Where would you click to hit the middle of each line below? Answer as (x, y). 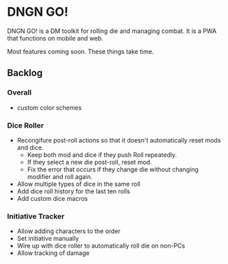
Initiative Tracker (36, 216)
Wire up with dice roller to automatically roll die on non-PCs (101, 246)
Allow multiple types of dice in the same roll (78, 184)
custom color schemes (49, 108)
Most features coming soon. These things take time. (80, 51)
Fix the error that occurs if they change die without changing (113, 169)
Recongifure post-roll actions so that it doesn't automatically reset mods (119, 140)
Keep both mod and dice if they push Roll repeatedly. (102, 154)
